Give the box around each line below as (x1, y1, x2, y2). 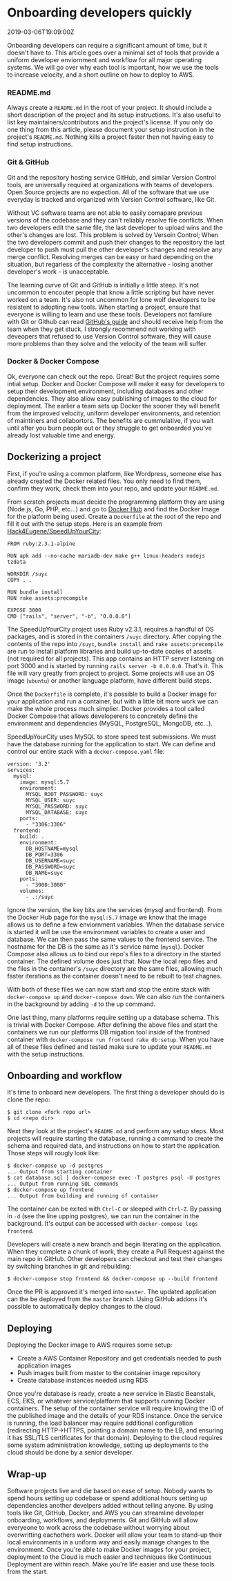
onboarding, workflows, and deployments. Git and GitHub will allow (7, 1516, 199, 1524)
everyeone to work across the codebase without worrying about (7, 1524, 190, 1532)
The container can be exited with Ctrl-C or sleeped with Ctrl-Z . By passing (7, 1204, 222, 1213)
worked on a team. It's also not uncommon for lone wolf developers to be (7, 295, 216, 303)
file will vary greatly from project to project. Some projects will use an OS (7, 669, 215, 677)
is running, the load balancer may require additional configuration (7, 1419, 193, 1428)
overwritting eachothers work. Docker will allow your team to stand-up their (7, 1531, 222, 1539)
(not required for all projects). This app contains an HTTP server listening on (7, 654, 224, 663)
